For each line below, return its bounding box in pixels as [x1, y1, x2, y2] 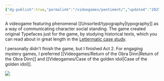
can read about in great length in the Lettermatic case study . [5, 36, 127, 42]
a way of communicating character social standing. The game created [5, 25, 146, 32]
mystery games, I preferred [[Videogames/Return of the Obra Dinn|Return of [5, 51, 159, 57]
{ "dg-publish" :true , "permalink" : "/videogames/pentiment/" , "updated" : [5, 7, 150, 12]
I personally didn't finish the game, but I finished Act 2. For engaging [5, 45, 143, 51]
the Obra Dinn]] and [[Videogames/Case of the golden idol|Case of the [5, 56, 147, 61]
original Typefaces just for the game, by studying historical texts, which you [5, 31, 158, 37]
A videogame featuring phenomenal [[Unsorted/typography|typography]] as [5, 20, 159, 26]
